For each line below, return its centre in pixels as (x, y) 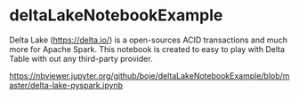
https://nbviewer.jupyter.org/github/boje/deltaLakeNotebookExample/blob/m (149, 75)
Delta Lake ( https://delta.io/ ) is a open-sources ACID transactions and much (148, 40)
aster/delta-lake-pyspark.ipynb (66, 85)
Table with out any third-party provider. (81, 58)
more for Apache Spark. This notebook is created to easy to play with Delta (147, 49)
